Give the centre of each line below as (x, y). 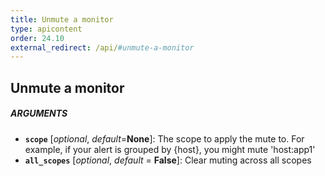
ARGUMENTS (39, 113)
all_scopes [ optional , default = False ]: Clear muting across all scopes (168, 160)
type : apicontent (46, 29)
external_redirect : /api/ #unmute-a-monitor (102, 47)
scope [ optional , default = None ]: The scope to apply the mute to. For (164, 138)
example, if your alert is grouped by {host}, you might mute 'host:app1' (170, 149)
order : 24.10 (37, 38)
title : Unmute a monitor (62, 19)
